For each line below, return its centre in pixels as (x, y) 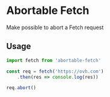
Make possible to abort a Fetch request (55, 27)
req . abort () (21, 88)
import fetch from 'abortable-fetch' (54, 60)
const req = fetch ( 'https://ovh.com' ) (55, 71)
